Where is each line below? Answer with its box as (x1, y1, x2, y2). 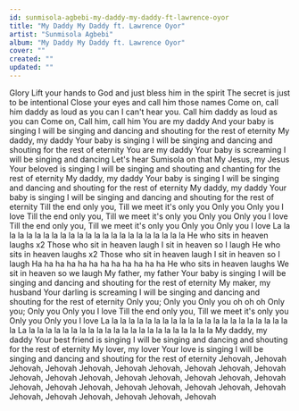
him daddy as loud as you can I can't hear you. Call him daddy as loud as (9, 106, 278, 117)
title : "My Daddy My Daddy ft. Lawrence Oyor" (9, 21, 186, 30)
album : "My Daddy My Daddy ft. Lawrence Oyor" (9, 38, 186, 47)
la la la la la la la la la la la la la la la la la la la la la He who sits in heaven (9, 230, 269, 240)
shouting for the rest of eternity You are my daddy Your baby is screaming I (9, 144, 287, 155)
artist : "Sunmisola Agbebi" (9, 29, 114, 38)
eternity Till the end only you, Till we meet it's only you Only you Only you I (9, 201, 284, 212)
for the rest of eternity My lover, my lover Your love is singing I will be (9, 343, 264, 354)
